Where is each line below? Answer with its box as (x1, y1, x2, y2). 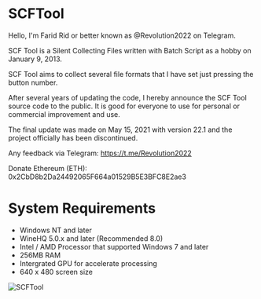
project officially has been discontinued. (8, 133, 138, 142)
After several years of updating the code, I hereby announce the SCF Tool (8, 93, 248, 102)
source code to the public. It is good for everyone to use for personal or (8, 101, 240, 111)
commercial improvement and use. (8, 109, 120, 119)
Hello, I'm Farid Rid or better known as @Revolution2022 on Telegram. (8, 31, 236, 40)
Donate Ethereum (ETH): (8, 163, 88, 173)
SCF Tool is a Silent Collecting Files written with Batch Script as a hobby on (8, 46, 252, 55)
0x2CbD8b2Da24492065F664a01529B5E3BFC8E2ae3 (8, 172, 187, 181)
